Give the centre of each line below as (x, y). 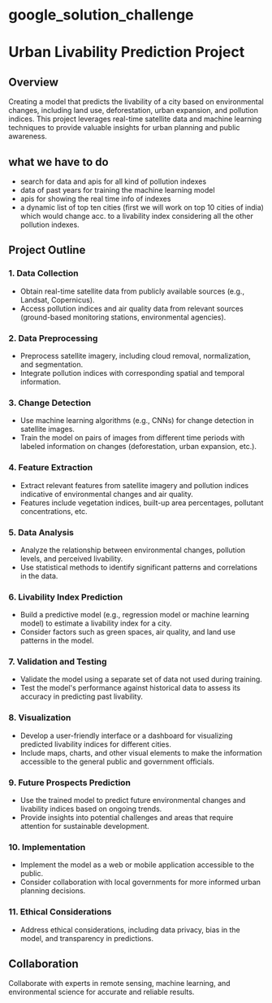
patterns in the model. (57, 641)
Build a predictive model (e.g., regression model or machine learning (134, 615)
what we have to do (58, 161)
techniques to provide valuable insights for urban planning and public (124, 128)
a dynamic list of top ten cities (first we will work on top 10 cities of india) (142, 207)
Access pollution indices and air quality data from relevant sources (132, 308)
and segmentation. (52, 364)
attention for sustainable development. (85, 826)
